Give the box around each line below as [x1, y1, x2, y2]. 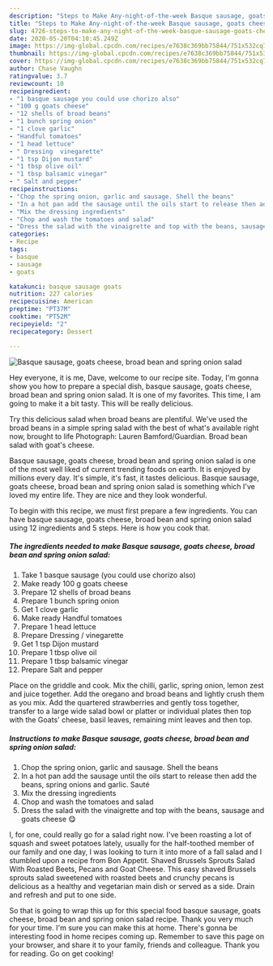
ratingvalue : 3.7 [9, 72, 68, 80]
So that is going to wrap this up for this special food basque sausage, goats [9, 906, 262, 916]
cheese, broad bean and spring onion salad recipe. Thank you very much [9, 914, 254, 924]
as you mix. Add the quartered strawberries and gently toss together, [9, 698, 240, 708]
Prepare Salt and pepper [20, 665, 104, 674]
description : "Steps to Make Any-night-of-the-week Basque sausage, [9, 11, 245, 20]
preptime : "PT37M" [9, 305, 71, 313]
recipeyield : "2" [9, 320, 68, 328]
